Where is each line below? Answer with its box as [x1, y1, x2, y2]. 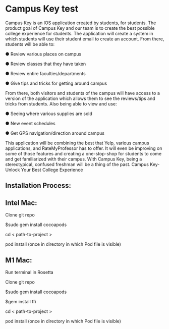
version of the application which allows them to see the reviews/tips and [5, 95, 155, 101]
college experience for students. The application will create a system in [5, 30, 153, 36]
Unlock [5, 167, 20, 173]
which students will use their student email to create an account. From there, [5, 36, 164, 42]
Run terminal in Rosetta [5, 269, 54, 275]
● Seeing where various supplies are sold [5, 111, 92, 117]
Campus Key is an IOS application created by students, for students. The [5, 20, 156, 26]
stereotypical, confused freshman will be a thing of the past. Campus [5, 161, 149, 167]
